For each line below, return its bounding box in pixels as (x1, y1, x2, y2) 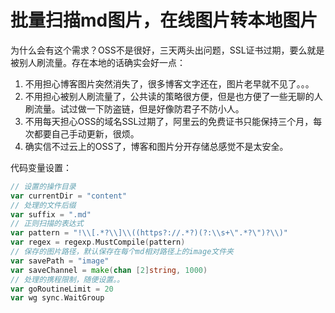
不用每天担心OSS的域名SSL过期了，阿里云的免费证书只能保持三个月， (24, 115, 314, 127)
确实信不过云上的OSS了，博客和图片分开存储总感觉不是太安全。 (24, 140, 289, 152)
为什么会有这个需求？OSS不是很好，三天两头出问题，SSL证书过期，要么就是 (10, 44, 325, 56)
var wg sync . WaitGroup (10, 293, 105, 303)
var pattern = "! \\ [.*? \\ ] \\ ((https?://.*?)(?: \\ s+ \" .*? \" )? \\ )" (10, 228, 289, 238)
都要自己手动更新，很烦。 (33, 127, 140, 140)
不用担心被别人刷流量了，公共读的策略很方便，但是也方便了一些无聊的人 (24, 90, 323, 102)
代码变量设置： (10, 161, 72, 173)
